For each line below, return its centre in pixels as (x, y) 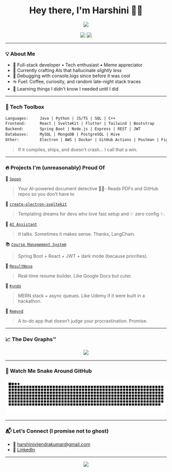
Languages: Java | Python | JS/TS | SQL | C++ (60, 118)
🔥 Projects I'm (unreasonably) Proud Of (55, 167)
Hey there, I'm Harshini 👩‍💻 (86, 10)
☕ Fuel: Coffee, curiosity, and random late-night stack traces (77, 82)
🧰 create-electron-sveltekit (36, 204)
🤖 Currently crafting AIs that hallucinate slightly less (67, 71)
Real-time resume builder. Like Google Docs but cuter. (75, 276)
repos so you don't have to (46, 194)
